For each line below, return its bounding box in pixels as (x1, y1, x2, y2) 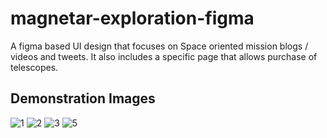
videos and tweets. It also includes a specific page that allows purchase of (10, 50, 318, 62)
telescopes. (10, 61, 59, 73)
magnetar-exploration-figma (10, 7, 255, 30)
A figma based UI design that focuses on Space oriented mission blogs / (10, 40, 309, 52)
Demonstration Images (10, 90, 156, 107)
